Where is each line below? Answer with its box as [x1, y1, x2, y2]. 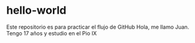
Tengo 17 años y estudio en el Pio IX [6, 29, 97, 36]
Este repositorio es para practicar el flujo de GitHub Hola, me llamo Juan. [6, 23, 190, 30]
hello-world [6, 4, 67, 17]
